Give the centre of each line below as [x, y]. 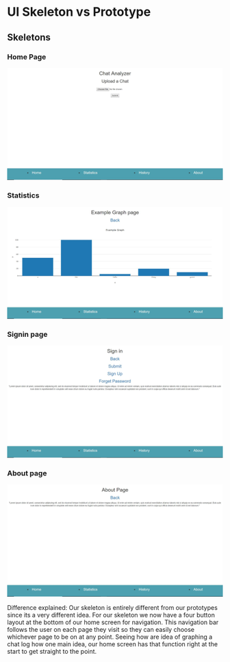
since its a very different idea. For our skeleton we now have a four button [111, 615]
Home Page [27, 57]
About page [27, 473]
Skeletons [29, 37]
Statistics [23, 196]
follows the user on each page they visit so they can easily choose [101, 629]
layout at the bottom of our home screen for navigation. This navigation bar [113, 622]
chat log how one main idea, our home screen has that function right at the [112, 644]
